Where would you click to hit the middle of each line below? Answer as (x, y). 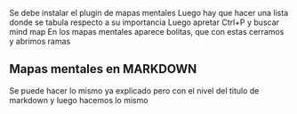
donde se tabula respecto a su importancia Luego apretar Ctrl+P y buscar (144, 22)
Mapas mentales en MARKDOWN (103, 69)
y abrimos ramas (40, 41)
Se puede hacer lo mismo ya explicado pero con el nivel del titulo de (134, 90)
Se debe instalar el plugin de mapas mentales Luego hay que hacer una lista (149, 13)
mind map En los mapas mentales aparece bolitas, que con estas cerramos (147, 32)
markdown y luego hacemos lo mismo (79, 100)
